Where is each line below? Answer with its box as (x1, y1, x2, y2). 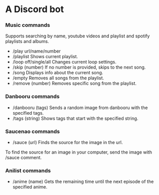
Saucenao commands (5, 128, 60, 135)
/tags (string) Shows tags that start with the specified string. (12, 115, 138, 121)
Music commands (5, 22, 51, 29)
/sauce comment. (5, 155, 42, 161)
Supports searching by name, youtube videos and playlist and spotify (5, 33, 150, 39)
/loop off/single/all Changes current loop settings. (12, 59, 116, 65)
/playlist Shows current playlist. (12, 54, 78, 60)
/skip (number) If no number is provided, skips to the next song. (12, 64, 146, 70)
